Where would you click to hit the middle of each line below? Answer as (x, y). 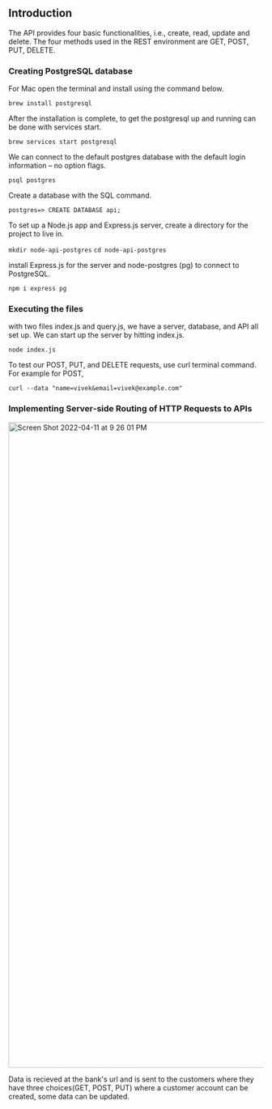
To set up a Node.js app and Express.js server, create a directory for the (128, 225)
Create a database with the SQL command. (80, 195)
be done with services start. (55, 127)
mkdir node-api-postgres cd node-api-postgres (87, 250)
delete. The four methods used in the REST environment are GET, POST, (129, 41)
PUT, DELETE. (32, 50)
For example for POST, (46, 374)
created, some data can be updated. (69, 1096)
